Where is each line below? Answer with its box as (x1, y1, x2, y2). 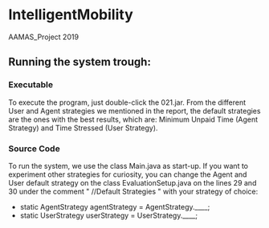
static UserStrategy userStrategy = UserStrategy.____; (19, 210, 198, 220)
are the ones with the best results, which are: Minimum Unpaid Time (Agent (8, 114, 259, 124)
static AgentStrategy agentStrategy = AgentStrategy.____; (19, 202, 210, 211)
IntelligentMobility (8, 6, 134, 24)
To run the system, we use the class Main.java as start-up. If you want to (8, 161, 249, 170)
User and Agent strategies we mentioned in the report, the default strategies (8, 106, 261, 115)
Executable (8, 79, 54, 90)
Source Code (8, 142, 60, 154)
